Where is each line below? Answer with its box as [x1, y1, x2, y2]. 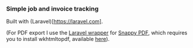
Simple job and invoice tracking [6, 5, 99, 13]
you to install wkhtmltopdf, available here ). [6, 36, 110, 43]
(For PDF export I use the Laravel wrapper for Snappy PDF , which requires [6, 29, 188, 36]
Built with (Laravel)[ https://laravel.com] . [6, 18, 103, 25]
